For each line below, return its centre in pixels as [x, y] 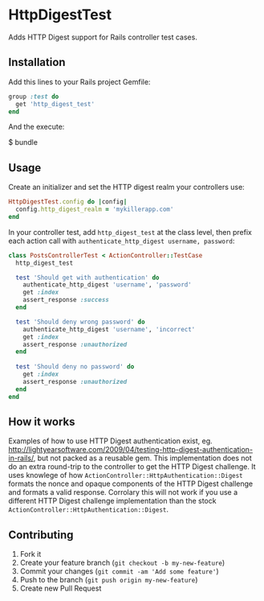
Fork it [30, 554]
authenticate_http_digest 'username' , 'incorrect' [109, 329]
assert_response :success [66, 300]
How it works [42, 421]
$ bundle [23, 142]
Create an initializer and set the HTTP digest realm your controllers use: [126, 187]
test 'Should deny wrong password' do [81, 322]
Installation [37, 62]
